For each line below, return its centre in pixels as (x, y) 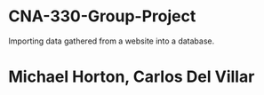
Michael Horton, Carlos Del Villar (132, 77)
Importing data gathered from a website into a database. (112, 41)
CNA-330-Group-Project (102, 16)
